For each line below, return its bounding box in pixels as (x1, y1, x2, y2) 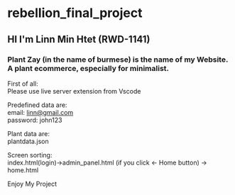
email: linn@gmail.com (7, 108, 74, 116)
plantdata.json (7, 137, 49, 145)
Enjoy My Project (7, 179, 58, 188)
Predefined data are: (7, 101, 67, 109)
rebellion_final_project (7, 5, 143, 21)
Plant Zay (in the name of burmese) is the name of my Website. (7, 55, 229, 65)
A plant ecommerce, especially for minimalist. (7, 63, 169, 73)
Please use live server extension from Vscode (7, 87, 141, 95)
